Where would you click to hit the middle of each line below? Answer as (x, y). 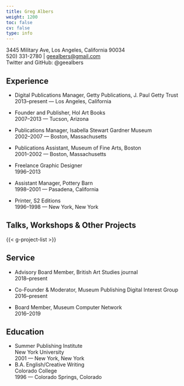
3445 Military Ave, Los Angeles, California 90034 (66, 50)
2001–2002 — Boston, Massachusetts (60, 154)
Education (25, 332)
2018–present (31, 278)
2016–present (31, 296)
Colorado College (36, 371)
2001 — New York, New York (50, 358)
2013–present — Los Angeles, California (63, 101)
